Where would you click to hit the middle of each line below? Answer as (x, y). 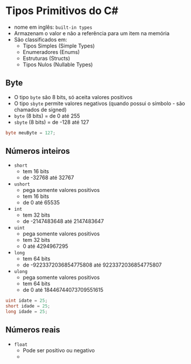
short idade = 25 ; (28, 306)
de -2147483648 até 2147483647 (63, 221)
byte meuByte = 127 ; (31, 133)
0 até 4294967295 (45, 246)
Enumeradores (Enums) (51, 52)
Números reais (33, 330)
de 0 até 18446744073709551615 (63, 290)
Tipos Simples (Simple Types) (59, 46)
